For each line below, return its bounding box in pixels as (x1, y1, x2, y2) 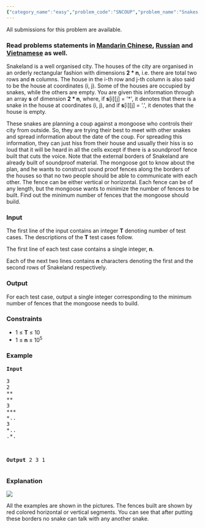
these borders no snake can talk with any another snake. (6, 515, 149, 522)
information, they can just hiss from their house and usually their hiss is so (6, 139, 194, 147)
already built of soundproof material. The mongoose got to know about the (6, 158, 195, 166)
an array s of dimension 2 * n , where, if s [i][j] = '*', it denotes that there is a (6, 95, 196, 102)
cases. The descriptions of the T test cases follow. (6, 234, 133, 241)
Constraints (6, 314, 43, 323)
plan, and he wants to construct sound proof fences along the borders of (6, 165, 190, 173)
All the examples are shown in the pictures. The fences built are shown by (6, 502, 193, 510)
